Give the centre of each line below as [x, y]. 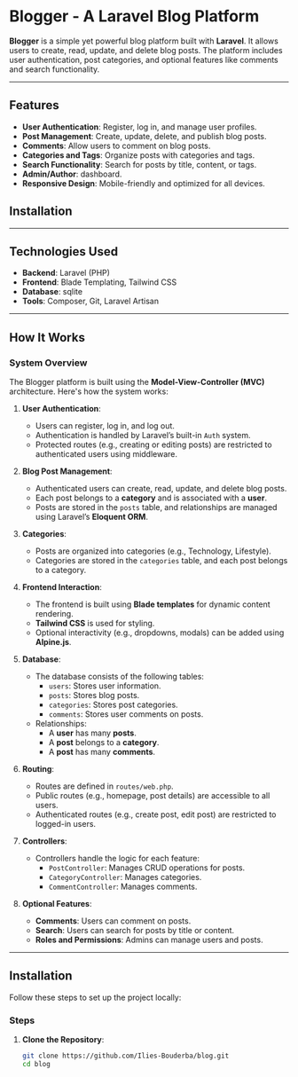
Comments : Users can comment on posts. [113, 921]
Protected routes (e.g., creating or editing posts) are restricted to [153, 444]
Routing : [38, 769]
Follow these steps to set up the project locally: [95, 997]
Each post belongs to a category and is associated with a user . [151, 498]
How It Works [47, 338]
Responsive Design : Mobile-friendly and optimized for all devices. [144, 183]
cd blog [36, 1065]
